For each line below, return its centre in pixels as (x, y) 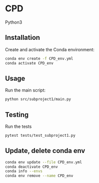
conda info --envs (24, 171)
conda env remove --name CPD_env (39, 176)
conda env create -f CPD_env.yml (39, 59)
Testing (17, 114)
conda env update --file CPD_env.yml (44, 162)
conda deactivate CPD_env (31, 167)
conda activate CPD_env (29, 63)
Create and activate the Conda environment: (50, 49)
